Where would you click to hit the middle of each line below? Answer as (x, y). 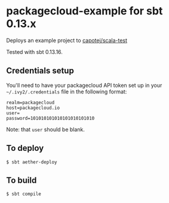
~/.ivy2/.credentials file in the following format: (67, 92)
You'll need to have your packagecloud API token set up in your (84, 85)
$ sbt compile (24, 194)
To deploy (25, 148)
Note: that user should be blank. (46, 129)
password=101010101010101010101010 (50, 118)
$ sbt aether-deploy (32, 162)
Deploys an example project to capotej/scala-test (67, 40)
